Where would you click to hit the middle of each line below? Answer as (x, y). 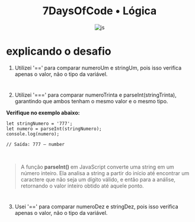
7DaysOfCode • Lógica (100, 11)
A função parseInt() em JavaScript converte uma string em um (97, 167)
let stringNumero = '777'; (39, 124)
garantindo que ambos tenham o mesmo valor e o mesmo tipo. (91, 102)
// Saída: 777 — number (36, 145)
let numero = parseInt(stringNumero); (54, 129)
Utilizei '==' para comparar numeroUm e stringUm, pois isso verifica (98, 68)
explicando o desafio (59, 51)
